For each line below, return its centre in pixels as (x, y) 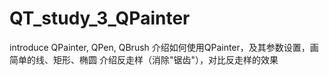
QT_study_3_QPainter (100, 18)
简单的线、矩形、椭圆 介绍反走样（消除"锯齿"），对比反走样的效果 (144, 59)
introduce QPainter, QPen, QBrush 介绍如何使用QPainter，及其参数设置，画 (164, 47)
